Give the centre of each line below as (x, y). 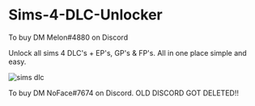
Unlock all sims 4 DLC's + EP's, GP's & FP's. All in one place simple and (127, 53)
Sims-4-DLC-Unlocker (86, 15)
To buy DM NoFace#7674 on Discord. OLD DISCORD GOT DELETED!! (123, 93)
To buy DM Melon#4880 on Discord (68, 37)
